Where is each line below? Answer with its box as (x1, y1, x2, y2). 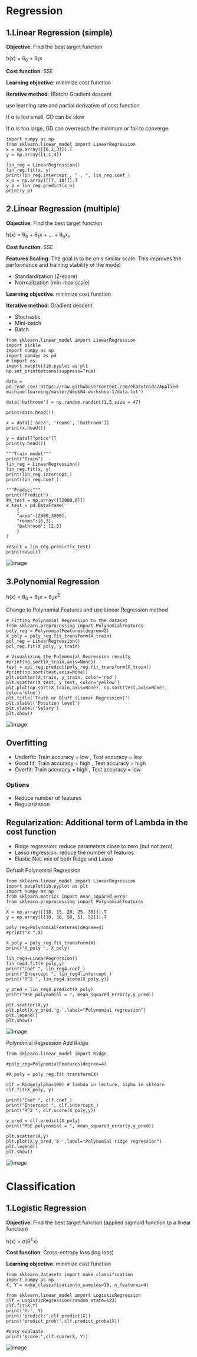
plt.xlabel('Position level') (6, 700, 81, 706)
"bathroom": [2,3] (17, 524, 62, 529)
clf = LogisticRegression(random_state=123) (6, 1297, 117, 1304)
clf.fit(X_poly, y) (6, 1087, 54, 1093)
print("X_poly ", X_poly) (6, 945, 70, 951)
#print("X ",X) (6, 930, 44, 936)
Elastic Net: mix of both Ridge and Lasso (14, 855, 113, 862)
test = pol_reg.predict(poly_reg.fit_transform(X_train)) (6, 664, 152, 670)
